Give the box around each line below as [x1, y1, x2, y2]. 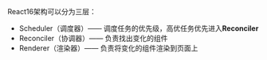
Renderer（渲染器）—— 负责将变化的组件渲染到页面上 [18, 43, 198, 53]
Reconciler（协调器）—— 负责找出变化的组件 [18, 34, 168, 43]
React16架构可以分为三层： [7, 7, 96, 16]
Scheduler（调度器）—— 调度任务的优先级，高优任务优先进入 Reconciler [18, 24, 259, 33]
